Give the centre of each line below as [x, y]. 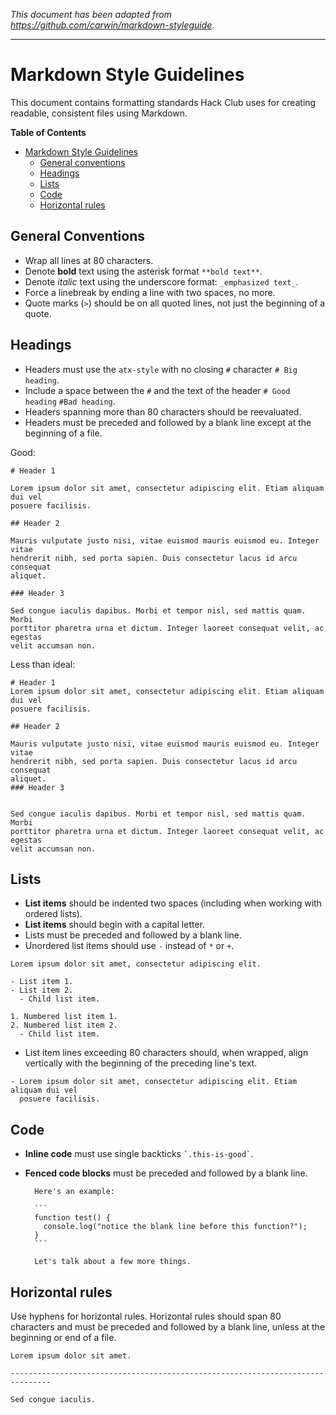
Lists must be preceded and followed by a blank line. [133, 935]
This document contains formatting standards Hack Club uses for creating [163, 102]
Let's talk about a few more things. [113, 1262]
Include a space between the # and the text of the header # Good [157, 390]
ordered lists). [53, 914]
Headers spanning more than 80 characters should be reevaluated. [163, 411]
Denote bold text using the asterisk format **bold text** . [143, 271]
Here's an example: [74, 1192]
